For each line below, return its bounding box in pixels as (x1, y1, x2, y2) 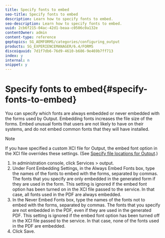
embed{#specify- (73, 83, 148, 95)
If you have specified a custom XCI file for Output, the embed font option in (5, 145, 158, 151)
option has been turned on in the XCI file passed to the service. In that (12, 186, 155, 193)
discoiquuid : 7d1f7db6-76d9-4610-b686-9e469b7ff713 (5, 48, 113, 53)
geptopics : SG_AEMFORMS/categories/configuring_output (5, 40, 120, 44)
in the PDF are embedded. (12, 223, 66, 229)
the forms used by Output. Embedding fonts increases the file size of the (5, 116, 153, 121)
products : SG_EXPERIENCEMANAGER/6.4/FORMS (5, 44, 94, 49)
